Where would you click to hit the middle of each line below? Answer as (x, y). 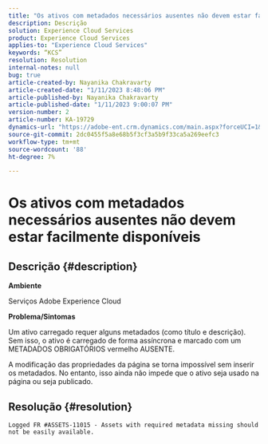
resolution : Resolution (48, 61)
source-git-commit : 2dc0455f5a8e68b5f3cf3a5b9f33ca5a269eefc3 (114, 134)
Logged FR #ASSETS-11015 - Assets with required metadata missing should (134, 425)
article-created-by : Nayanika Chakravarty (80, 82)
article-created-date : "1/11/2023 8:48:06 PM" (87, 90)
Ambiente (25, 286)
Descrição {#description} (73, 266)
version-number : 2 (39, 113)
